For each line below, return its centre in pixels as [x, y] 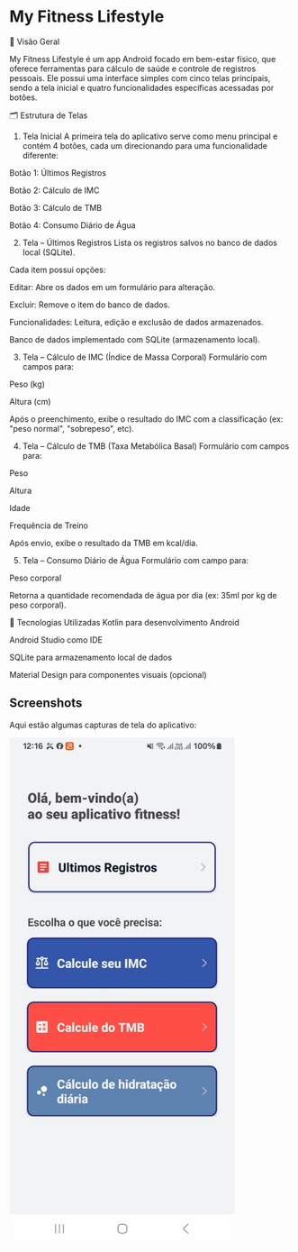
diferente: [40, 155]
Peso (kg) [27, 384]
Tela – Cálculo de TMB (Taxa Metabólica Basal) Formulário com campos [156, 446]
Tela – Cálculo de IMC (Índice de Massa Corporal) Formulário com [144, 357]
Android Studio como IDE [56, 640]
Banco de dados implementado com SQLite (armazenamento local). [135, 339]
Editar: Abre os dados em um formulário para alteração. [113, 287]
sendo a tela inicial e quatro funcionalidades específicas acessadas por [142, 87]
